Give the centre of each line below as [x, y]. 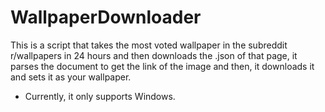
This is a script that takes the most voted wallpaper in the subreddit [149, 45]
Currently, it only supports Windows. [100, 96]
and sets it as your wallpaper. [71, 77]
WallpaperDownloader [106, 17]
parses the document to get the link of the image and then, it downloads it [162, 66]
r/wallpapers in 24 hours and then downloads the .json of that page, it [154, 55]
